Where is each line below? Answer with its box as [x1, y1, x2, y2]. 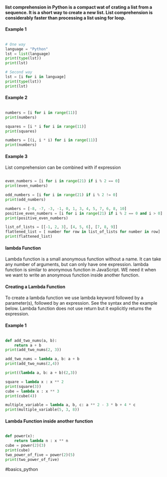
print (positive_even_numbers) [5, 216, 69, 221]
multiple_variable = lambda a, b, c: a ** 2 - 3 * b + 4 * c [5, 402, 136, 407]
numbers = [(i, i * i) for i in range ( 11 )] [5, 138, 98, 143]
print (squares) [5, 128, 37, 133]
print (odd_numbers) [5, 197, 46, 202]
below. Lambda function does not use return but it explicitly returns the [5, 305, 152, 312]
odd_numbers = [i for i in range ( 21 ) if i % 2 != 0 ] [5, 192, 118, 197]
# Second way [5, 70, 33, 75]
